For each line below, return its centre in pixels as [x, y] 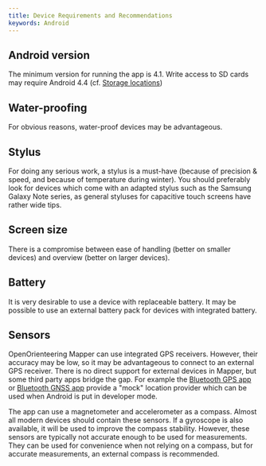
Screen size [38, 230]
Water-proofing [48, 108]
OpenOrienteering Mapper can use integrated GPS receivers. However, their [133, 354]
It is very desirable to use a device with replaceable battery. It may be [122, 301]
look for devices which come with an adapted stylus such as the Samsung [130, 188]
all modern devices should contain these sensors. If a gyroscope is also [126, 420]
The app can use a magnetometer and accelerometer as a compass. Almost [133, 412]
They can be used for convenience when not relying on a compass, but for [131, 445]
